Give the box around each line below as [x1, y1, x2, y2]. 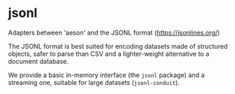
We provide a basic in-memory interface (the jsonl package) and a [8, 71, 205, 79]
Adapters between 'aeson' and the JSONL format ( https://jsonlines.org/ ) [8, 28, 220, 37]
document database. [8, 57, 69, 65]
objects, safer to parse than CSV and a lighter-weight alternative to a [8, 49, 209, 58]
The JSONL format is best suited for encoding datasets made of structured [8, 42, 229, 50]
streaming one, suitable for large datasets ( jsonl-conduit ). [8, 78, 180, 86]
